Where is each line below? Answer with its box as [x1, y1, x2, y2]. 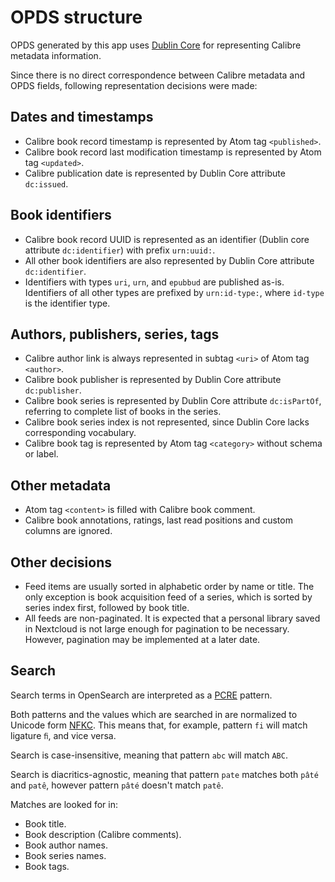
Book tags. [24, 860, 70, 872]
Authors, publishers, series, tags [10, 326, 220, 343]
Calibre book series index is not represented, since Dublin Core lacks [24, 416, 310, 428]
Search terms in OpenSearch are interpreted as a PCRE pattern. [10, 689, 273, 701]
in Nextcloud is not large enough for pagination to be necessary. [24, 623, 290, 635]
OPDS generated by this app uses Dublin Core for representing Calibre [10, 39, 302, 51]
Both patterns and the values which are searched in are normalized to [10, 708, 298, 720]
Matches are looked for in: [10, 798, 119, 810]
